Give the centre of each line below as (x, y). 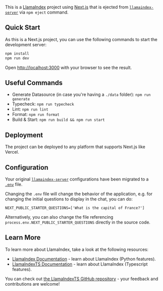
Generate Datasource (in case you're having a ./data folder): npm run (81, 94)
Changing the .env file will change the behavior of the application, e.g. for (79, 194)
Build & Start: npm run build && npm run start (58, 120)
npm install (17, 53)
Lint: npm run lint (30, 109)
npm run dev (17, 58)
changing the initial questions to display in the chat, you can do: (69, 199)
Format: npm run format (36, 114)
